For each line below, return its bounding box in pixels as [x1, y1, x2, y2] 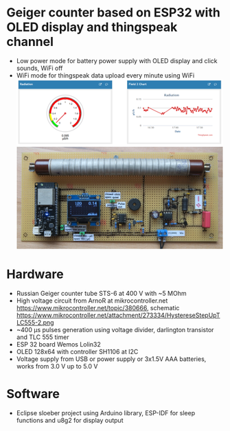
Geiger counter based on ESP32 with [6, 5, 220, 21]
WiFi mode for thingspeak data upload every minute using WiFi [16, 71, 195, 80]
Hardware [6, 266, 64, 282]
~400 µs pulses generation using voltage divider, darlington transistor [16, 325, 214, 334]
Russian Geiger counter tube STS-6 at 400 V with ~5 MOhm [16, 289, 187, 297]
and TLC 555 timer [16, 333, 69, 341]
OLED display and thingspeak [6, 19, 178, 35]
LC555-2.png [16, 318, 54, 327]
